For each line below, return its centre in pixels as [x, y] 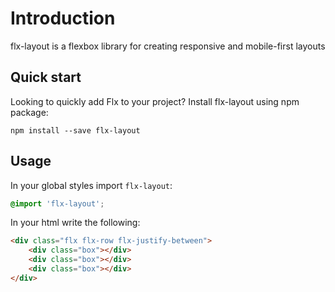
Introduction [63, 18]
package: [29, 112]
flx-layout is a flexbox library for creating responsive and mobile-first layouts [168, 46]
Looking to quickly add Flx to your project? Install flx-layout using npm [155, 101]
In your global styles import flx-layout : [91, 185]
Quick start [46, 77]
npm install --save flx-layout [75, 130]
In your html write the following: [75, 223]
